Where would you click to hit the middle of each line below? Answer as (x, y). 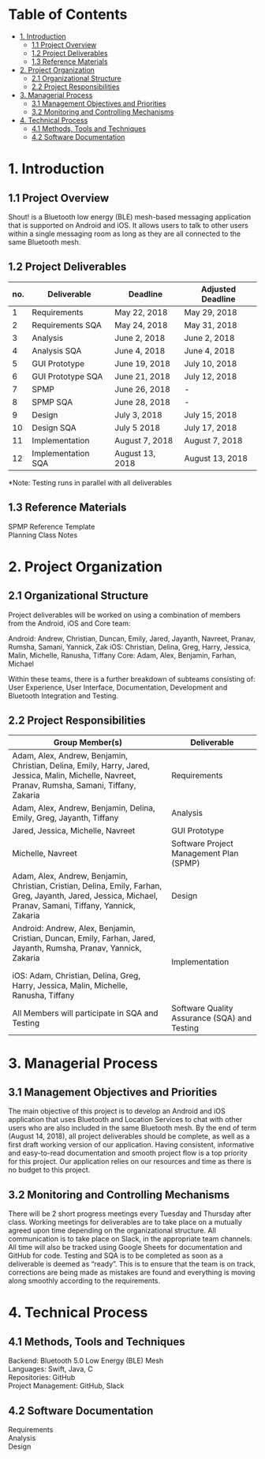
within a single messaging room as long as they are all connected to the (125, 234)
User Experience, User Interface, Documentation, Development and (118, 687)
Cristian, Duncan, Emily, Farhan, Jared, (84, 938)
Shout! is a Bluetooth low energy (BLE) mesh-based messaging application (130, 217)
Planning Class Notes (43, 535)
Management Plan (205, 854)
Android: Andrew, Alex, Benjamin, (74, 929)
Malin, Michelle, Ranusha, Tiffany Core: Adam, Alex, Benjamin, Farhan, (122, 655)
